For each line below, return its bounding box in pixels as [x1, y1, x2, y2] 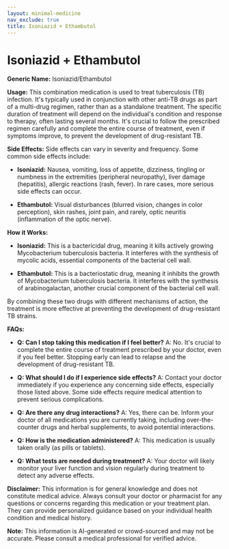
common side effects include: [7, 152, 91, 161]
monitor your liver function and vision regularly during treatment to [16, 464, 205, 472]
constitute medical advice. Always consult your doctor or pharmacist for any [7, 492, 222, 500]
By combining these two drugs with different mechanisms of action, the [7, 297, 208, 305]
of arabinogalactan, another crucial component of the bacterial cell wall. [16, 284, 220, 292]
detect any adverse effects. [16, 472, 94, 480]
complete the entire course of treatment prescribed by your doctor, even [16, 346, 222, 354]
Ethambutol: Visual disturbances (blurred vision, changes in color [16, 201, 203, 209]
